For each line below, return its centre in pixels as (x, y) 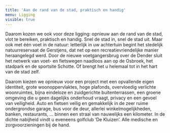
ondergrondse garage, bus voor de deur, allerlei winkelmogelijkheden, (78, 109)
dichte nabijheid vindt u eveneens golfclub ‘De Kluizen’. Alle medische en (82, 120)
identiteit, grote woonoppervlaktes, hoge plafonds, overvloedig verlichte (81, 87)
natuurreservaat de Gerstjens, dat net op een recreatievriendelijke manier (82, 50)
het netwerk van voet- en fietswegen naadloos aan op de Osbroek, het (79, 61)
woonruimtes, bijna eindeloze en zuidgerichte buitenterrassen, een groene (83, 93)
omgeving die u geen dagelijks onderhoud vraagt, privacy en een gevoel (81, 98)
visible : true (20, 19)
